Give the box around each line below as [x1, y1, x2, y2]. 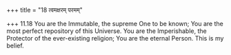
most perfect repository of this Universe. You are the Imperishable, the [6, 27, 208, 35]
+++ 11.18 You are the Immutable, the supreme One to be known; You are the [6, 20, 223, 27]
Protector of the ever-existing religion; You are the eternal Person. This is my [6, 34, 224, 42]
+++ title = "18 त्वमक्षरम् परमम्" [6, 6, 83, 14]
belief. [6, 41, 25, 49]
